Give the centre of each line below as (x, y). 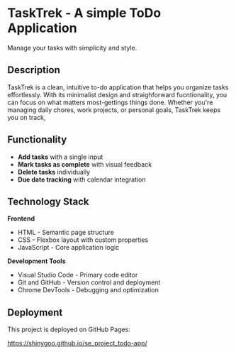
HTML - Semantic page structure (66, 233)
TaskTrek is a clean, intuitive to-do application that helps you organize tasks (118, 87)
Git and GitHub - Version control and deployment (89, 282)
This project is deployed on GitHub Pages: (69, 330)
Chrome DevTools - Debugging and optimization (88, 290)
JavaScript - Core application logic (68, 248)
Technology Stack (48, 201)
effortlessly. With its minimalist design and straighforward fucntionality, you (117, 94)
